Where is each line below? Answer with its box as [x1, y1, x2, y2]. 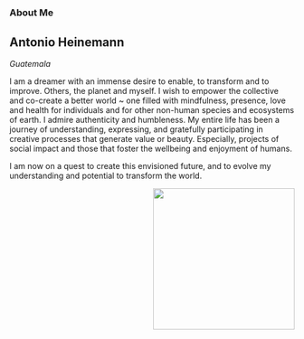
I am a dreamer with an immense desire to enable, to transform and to [9, 76, 270, 87]
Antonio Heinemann [9, 34, 125, 50]
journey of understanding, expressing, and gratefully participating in [9, 124, 264, 135]
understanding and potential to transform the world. [9, 170, 203, 181]
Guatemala [9, 59, 52, 69]
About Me [9, 6, 54, 19]
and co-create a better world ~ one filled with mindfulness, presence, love [9, 95, 287, 106]
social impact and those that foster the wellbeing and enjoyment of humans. [9, 143, 292, 154]
